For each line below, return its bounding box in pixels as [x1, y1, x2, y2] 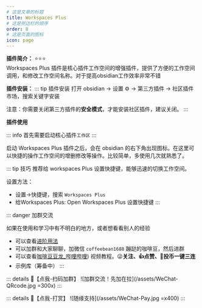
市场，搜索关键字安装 [6, 93, 60, 99]
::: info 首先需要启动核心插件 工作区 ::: [6, 132, 97, 138]
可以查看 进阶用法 [15, 237, 58, 245]
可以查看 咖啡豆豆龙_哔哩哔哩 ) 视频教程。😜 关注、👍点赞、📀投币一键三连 [15, 252, 196, 260]
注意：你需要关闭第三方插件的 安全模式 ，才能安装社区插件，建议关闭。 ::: [6, 106, 189, 113]
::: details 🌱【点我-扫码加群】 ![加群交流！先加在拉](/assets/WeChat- [6, 275, 178, 282]
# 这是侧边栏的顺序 [6, 20, 49, 26]
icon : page [6, 37, 34, 43]
